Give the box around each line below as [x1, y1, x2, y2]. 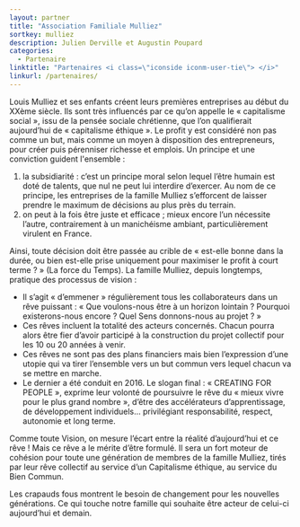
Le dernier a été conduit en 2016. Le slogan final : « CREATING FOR [22, 377, 272, 388]
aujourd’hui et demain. [9, 507, 93, 518]
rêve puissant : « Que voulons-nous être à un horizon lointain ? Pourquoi [22, 301, 290, 312]
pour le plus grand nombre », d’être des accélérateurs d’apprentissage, [22, 396, 286, 407]
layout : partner [9, 13, 70, 22]
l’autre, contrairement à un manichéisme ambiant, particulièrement [22, 218, 269, 229]
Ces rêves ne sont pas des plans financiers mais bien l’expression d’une [22, 348, 289, 359]
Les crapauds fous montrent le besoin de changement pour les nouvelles [9, 488, 280, 499]
